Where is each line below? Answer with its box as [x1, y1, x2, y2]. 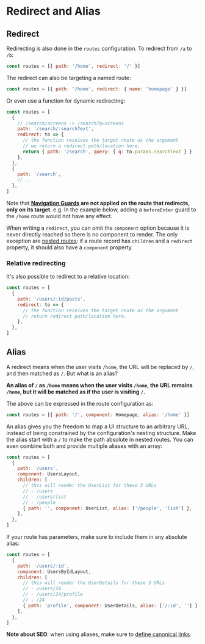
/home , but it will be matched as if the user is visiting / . [6, 388, 145, 395]
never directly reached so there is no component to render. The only [6, 230, 178, 238]
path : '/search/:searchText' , [17, 126, 95, 132]
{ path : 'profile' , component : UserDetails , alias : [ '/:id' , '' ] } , [22, 602, 201, 609]
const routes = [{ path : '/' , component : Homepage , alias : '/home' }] [6, 411, 190, 418]
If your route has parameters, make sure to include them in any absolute [6, 533, 187, 541]
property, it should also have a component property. [6, 243, 133, 251]
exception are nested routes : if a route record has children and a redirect [6, 237, 193, 244]
